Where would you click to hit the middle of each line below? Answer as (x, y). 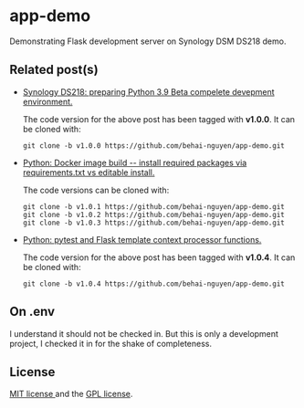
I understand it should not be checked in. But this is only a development (144, 333)
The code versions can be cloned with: (96, 190)
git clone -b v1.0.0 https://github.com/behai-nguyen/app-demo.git (153, 146)
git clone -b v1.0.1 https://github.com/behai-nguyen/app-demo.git (153, 206)
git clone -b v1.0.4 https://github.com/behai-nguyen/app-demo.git (153, 284)
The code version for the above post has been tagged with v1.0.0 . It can (158, 119)
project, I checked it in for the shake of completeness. (111, 343)
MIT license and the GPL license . (71, 394)
